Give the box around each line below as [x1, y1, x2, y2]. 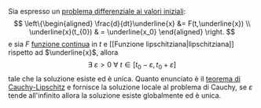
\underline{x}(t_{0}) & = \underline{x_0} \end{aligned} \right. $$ [28, 27, 236, 36]
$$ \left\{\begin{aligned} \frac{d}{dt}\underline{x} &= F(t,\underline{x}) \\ [13, 19, 251, 28]
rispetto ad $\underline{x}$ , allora [8, 48, 119, 57]
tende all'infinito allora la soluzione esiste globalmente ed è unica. [8, 90, 222, 100]
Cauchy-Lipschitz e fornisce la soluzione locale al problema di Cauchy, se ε [8, 82, 253, 92]
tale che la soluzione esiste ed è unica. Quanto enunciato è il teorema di [8, 74, 241, 83]
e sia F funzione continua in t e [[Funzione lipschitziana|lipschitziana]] [8, 39, 234, 49]
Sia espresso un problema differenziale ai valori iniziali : [8, 7, 186, 16]
